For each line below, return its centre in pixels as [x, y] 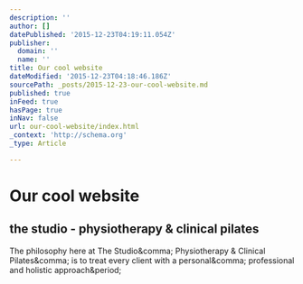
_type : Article [38, 143]
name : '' [34, 60]
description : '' [40, 18]
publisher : [30, 43]
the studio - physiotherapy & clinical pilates [134, 229]
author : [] [30, 26]
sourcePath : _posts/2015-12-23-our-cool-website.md [109, 85]
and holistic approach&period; [66, 270]
